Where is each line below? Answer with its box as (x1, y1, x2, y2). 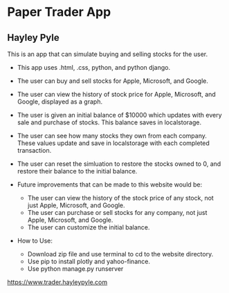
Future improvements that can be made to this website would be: (17, 180, 203, 189)
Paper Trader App (7, 4, 111, 20)
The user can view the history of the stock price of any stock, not (27, 194, 214, 202)
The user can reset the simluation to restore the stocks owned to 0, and (17, 160, 221, 168)
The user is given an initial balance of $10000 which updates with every (17, 111, 223, 119)
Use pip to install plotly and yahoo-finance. (27, 257, 151, 265)
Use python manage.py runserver (27, 265, 124, 273)
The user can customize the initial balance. (27, 223, 150, 231)
